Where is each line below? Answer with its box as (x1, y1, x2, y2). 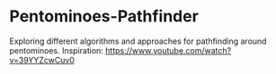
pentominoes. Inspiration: (9, 45, 103, 55)
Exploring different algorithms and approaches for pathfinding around (9, 36, 267, 46)
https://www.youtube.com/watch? (104, 45, 232, 55)
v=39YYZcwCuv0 (9, 54, 75, 65)
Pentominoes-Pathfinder (9, 6, 200, 27)
